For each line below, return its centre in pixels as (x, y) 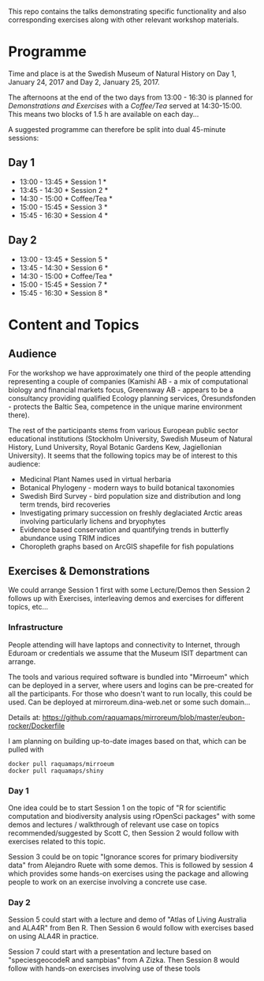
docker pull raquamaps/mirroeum (61, 764)
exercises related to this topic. (57, 841)
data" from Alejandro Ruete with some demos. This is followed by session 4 (131, 865)
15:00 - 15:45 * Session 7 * (63, 285)
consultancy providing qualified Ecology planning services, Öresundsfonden (132, 398)
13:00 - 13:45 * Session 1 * (63, 182)
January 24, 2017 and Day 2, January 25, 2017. (84, 81)
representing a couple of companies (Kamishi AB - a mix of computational (128, 381)
